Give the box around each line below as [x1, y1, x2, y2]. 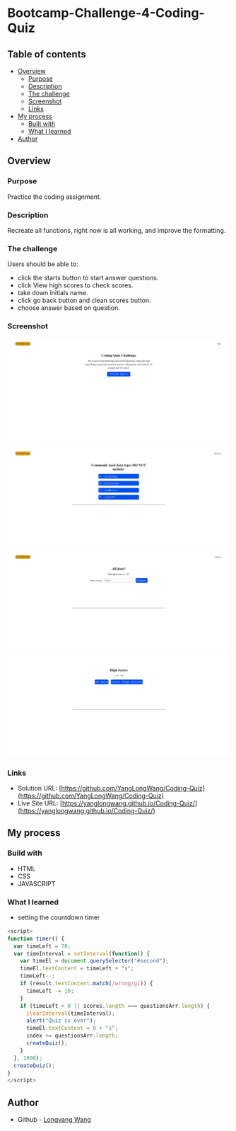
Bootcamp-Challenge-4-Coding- [7, 5, 205, 21]
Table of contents [7, 48, 86, 60]
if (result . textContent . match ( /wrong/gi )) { [20, 980, 153, 987]
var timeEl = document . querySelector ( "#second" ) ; [20, 958, 170, 965]
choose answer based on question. [17, 304, 120, 312]
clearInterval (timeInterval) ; [25, 1010, 115, 1017]
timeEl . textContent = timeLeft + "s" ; [20, 965, 134, 972]
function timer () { [7, 935, 65, 942]
